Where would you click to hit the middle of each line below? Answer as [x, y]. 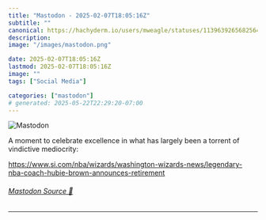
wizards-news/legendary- [200, 165]
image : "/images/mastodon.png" [60, 45]
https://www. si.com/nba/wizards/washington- [83, 165]
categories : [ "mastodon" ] [51, 96]
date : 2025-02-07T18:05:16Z [55, 59]
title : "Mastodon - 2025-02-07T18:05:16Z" [79, 15]
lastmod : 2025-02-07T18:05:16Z [60, 67]
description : [30, 38]
